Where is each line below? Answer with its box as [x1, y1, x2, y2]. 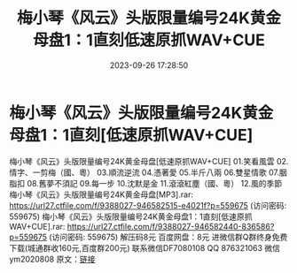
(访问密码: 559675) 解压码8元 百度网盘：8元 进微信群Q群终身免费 [48, 231, 288, 242]
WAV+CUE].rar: [9, 221, 66, 231]
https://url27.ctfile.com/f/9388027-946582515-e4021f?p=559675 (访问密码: [9, 200, 286, 210]
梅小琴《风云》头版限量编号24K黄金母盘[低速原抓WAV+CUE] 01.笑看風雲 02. [9, 155, 289, 166]
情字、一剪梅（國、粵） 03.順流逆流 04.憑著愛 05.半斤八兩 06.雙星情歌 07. [9, 167, 279, 178]
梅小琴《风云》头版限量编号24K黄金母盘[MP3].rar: [9, 189, 193, 200]
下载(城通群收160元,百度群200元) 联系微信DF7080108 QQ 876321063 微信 [9, 242, 281, 253]
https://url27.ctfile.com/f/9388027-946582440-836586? [66, 221, 275, 231]
